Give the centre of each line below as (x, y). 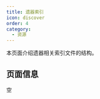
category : (19, 29)
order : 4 (17, 23)
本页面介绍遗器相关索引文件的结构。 (52, 53)
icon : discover (26, 18)
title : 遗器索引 (25, 12)
